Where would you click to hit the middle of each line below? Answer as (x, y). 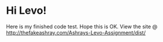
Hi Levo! (26, 11)
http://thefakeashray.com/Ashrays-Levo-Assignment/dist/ (76, 32)
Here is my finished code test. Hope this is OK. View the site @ (82, 26)
